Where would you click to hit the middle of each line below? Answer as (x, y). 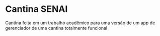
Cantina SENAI (36, 9)
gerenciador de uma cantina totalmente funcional (56, 28)
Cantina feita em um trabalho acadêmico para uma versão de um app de (80, 23)
